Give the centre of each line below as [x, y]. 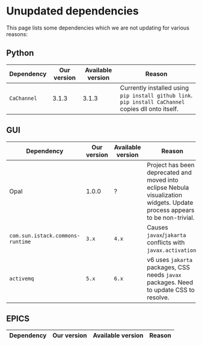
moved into [163, 180]
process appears [171, 210]
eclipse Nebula [168, 187]
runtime [20, 241]
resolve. [158, 297]
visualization [164, 195]
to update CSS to [171, 290]
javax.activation [172, 250]
